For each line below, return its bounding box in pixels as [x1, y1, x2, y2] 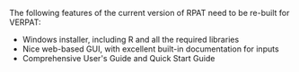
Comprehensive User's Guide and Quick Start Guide [22, 53, 215, 63]
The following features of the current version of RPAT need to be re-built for [9, 8, 290, 18]
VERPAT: [9, 17, 41, 28]
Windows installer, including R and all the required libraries [22, 35, 240, 44]
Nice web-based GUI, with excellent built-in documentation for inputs [22, 44, 280, 54]
